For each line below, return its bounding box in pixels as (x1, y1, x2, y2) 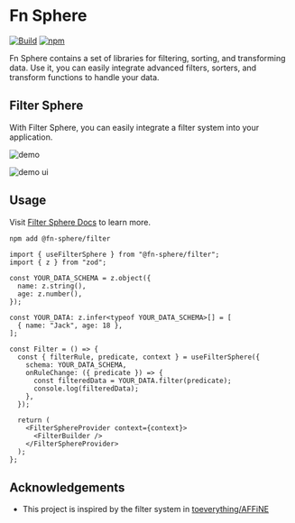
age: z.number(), (17, 289, 83, 298)
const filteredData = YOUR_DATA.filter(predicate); (32, 376, 232, 386)
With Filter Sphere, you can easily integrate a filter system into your (9, 122, 260, 133)
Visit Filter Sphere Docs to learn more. (9, 216, 152, 227)
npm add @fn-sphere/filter (9, 234, 111, 243)
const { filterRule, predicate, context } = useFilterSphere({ (17, 353, 260, 362)
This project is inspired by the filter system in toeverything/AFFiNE (22, 504, 269, 515)
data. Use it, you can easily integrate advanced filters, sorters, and (9, 62, 257, 73)
